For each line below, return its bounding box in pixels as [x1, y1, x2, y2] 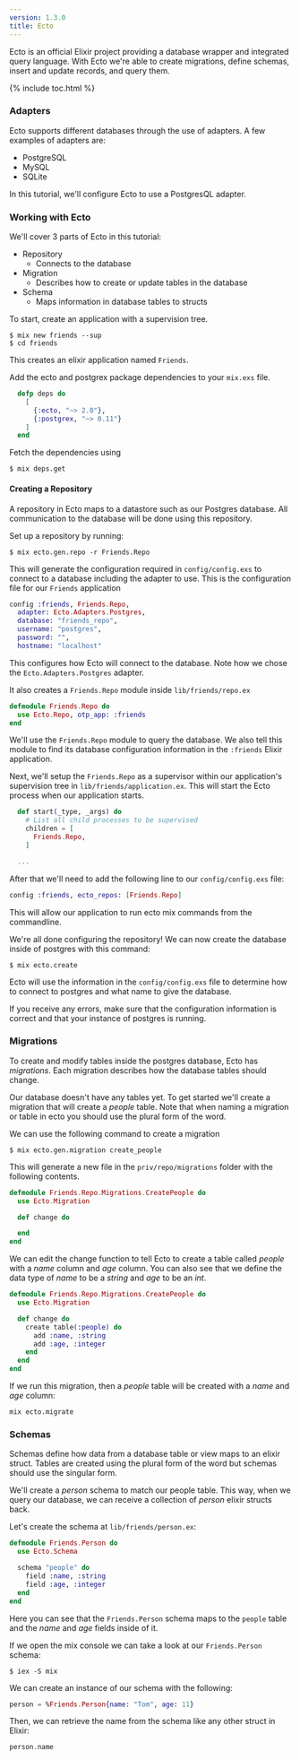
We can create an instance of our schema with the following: [9, 1682, 233, 1693]
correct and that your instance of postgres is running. [9, 1012, 207, 1023]
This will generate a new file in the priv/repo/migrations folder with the [9, 1161, 273, 1172]
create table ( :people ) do [25, 1322, 123, 1331]
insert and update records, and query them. [9, 65, 170, 76]
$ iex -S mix [9, 1667, 58, 1676]
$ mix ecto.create [9, 960, 78, 969]
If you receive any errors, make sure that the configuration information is [9, 1003, 278, 1014]
